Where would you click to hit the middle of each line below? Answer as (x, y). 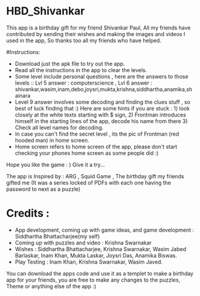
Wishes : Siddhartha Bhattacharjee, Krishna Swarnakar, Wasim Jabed (101, 249)
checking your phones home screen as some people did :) (87, 153)
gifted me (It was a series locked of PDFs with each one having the (89, 183)
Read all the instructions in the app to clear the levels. (81, 70)
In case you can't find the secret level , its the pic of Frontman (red (97, 134)
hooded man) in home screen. (52, 140)
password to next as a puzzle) (43, 189)
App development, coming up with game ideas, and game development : (104, 230)
